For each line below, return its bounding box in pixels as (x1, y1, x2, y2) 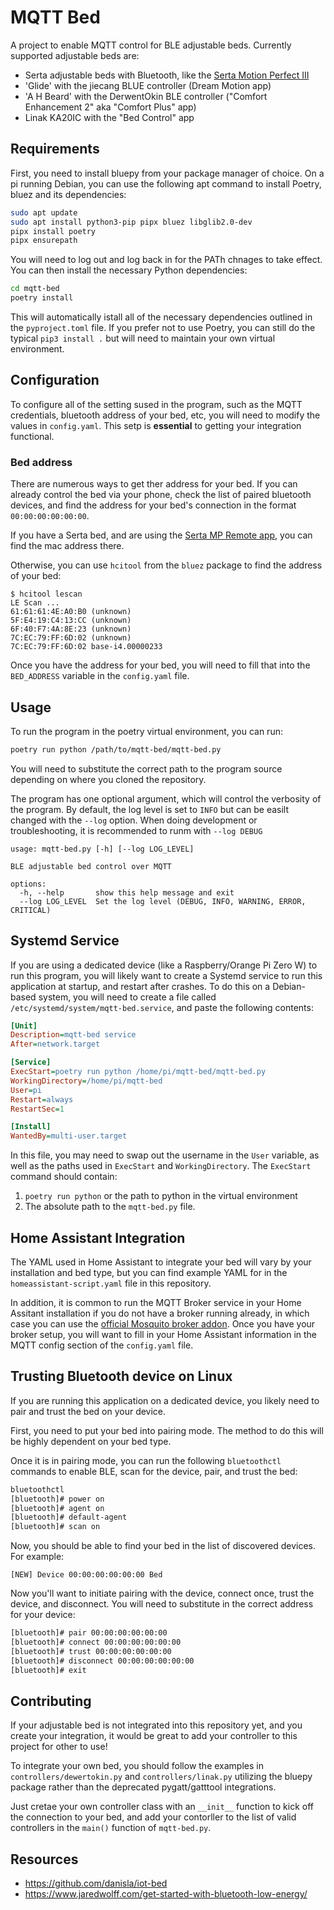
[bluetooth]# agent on (10, 1503, 105, 1513)
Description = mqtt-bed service (10, 1030, 137, 1040)
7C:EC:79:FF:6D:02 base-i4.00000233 (10, 642, 163, 652)
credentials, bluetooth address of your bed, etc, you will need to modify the (10, 409, 321, 421)
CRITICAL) (10, 905, 52, 915)
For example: (10, 1551, 65, 1563)
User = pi (10, 1085, 43, 1095)
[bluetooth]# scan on (10, 1522, 101, 1532)
